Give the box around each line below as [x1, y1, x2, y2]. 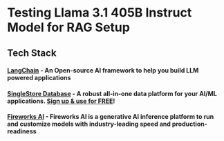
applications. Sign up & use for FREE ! [7, 97, 115, 105]
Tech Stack [7, 47, 57, 59]
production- [171, 120, 207, 129]
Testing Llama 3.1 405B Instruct [7, 5, 192, 21]
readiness [7, 127, 37, 135]
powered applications [7, 74, 71, 82]
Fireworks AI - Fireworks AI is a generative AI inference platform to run [7, 113, 214, 121]
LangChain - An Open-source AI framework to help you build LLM [7, 66, 199, 75]
